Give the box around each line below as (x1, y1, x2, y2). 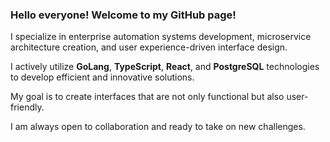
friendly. (10, 101, 45, 113)
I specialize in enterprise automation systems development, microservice (10, 31, 312, 43)
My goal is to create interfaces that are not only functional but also (10, 91, 285, 103)
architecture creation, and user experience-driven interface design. (10, 41, 288, 53)
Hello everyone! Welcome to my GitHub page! (10, 8, 237, 22)
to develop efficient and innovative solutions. (10, 71, 195, 83)
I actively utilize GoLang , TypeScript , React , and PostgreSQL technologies (10, 61, 320, 73)
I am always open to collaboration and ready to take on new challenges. (10, 121, 306, 133)
